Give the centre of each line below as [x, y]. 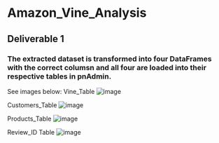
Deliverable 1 [36, 39]
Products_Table [29, 118]
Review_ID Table [31, 132]
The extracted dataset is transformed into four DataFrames [109, 59]
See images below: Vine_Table [51, 91]
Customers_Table [32, 105]
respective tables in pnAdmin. [59, 76]
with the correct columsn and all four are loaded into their [107, 67]
